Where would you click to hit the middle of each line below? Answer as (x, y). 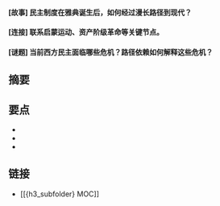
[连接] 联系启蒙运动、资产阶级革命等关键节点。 (86, 32)
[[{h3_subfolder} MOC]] (59, 194)
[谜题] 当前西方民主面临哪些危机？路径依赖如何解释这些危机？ (111, 51)
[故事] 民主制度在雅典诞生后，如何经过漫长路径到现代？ (100, 12)
